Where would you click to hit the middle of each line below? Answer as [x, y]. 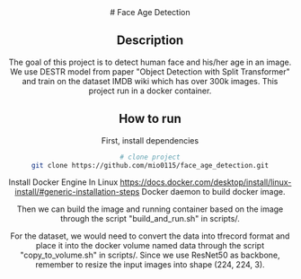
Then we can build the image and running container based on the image [150, 209]
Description [150, 41]
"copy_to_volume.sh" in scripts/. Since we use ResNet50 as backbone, [150, 255]
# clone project [150, 157]
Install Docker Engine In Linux [63, 182]
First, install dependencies [150, 140]
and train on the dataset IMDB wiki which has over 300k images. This [150, 81]
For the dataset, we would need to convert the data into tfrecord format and [150, 236]
